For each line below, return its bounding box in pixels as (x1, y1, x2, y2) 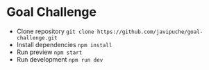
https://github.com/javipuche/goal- (97, 28, 203, 35)
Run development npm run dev (16, 55, 103, 63)
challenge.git (16, 34, 58, 42)
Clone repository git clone (16, 27, 94, 35)
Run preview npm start (16, 48, 83, 56)
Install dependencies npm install (16, 40, 112, 49)
